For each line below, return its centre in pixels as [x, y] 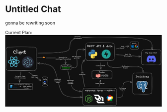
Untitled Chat [33, 9]
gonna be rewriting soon [30, 23]
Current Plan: [19, 32]
